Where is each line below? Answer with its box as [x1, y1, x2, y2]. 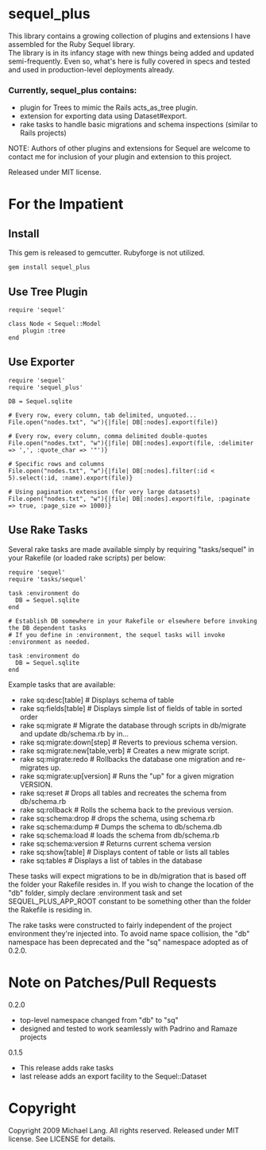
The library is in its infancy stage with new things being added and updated [8, 48, 254, 57]
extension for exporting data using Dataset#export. [19, 111, 187, 121]
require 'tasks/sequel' [8, 575, 87, 583]
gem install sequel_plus [8, 263, 91, 271]
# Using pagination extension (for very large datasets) [8, 488, 201, 495]
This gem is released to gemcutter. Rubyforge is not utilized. [8, 248, 205, 258]
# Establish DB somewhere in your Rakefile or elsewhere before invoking [8, 617, 258, 625]
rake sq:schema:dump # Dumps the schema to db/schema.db [19, 822, 222, 831]
